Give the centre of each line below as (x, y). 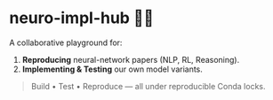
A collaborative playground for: (66, 42)
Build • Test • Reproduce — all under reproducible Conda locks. (148, 86)
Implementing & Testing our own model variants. (112, 69)
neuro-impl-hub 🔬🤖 (81, 18)
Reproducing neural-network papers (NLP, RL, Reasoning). (131, 59)
